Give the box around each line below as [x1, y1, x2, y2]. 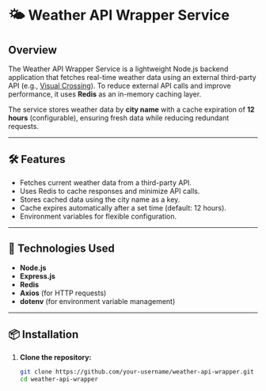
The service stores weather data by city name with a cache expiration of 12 [8, 104, 255, 114]
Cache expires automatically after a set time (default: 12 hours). [19, 203, 227, 212]
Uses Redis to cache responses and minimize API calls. [19, 186, 200, 195]
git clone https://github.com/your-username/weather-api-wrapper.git [19, 368, 255, 376]
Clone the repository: [19, 353, 92, 363]
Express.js [19, 271, 55, 281]
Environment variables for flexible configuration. [19, 211, 177, 221]
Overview [8, 43, 58, 56]
